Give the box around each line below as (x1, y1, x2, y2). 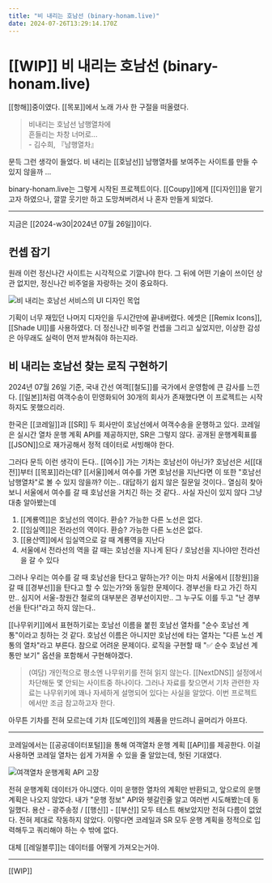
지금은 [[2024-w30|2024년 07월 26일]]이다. (8, 220, 152, 229)
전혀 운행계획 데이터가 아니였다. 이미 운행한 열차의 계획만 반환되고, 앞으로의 (8, 785, 246, 795)
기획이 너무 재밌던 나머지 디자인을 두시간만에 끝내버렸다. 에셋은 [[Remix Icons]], (8, 313, 262, 322)
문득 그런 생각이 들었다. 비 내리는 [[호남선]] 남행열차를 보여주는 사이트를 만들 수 (8, 157, 258, 167)
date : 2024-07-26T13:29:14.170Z (8, 19, 117, 28)
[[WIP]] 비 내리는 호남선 (8, 57, 159, 75)
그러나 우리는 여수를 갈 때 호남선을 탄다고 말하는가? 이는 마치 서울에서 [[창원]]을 (8, 573, 260, 582)
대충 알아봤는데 (8, 497, 57, 507)
